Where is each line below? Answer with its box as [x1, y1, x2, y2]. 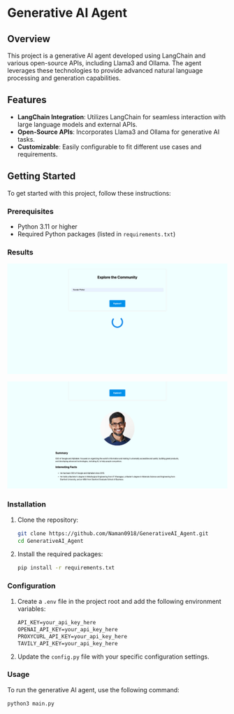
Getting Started [7, 170, 76, 182]
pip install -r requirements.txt [17, 565, 115, 572]
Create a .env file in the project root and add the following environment [17, 597, 221, 605]
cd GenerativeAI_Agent [17, 537, 84, 544]
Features [7, 94, 47, 106]
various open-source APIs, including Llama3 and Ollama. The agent [7, 59, 202, 67]
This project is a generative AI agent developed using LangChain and [7, 51, 206, 60]
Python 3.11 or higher [17, 222, 78, 231]
